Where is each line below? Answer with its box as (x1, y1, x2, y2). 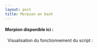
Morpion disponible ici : (5, 27, 54, 32)
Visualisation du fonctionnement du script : (7, 37, 93, 43)
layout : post (5, 7, 32, 12)
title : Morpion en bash (5, 12, 53, 16)
